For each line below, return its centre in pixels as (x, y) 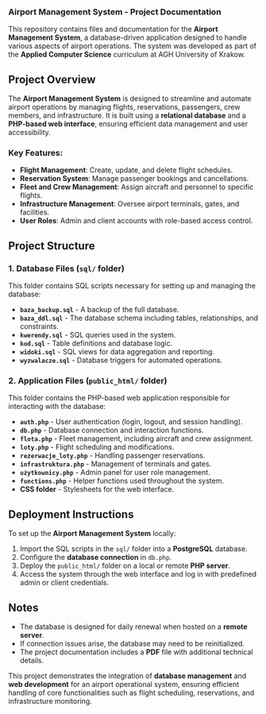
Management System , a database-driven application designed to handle (128, 37)
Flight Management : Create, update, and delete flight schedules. (126, 170)
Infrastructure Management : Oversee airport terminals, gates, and (129, 204)
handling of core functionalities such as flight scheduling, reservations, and (131, 693)
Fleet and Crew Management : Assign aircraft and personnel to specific (137, 187)
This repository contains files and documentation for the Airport (113, 29)
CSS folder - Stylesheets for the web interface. (97, 489)
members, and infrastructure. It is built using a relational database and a (127, 116)
